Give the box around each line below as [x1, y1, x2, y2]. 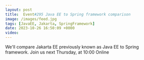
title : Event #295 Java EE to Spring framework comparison [5, 12, 131, 17]
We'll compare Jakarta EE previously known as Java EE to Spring [5, 44, 139, 50]
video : [5, 30, 19, 35]
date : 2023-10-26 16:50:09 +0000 [5, 26, 75, 31]
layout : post [5, 7, 32, 12]
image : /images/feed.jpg [5, 16, 57, 21]
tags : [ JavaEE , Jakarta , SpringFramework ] [5, 21, 95, 26]
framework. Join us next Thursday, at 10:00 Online [5, 49, 109, 55]
